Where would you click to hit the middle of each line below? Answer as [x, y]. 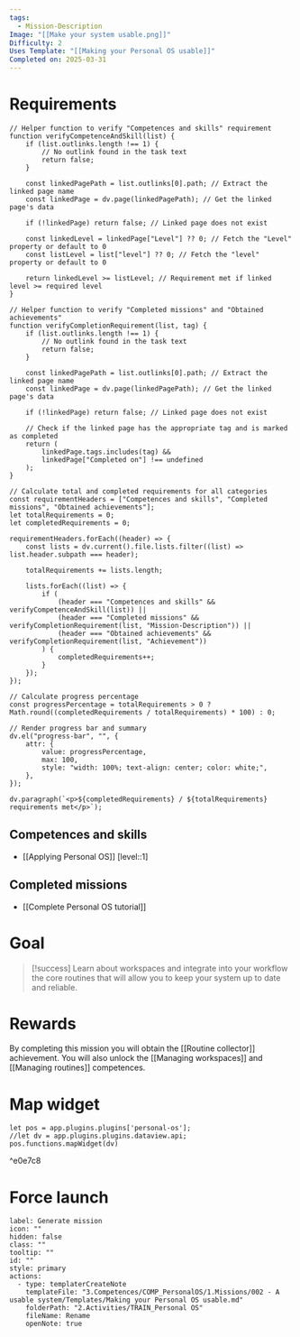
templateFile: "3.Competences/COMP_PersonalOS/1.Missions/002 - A [153, 1292]
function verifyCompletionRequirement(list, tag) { [108, 326]
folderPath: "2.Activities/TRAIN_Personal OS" [114, 1308]
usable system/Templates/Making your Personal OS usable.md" [127, 1300]
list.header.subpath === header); [74, 554]
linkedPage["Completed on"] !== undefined [123, 460]
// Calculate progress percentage [74, 696]
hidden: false [36, 1237]
